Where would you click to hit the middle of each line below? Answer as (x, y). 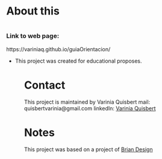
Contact (45, 85)
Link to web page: (33, 36)
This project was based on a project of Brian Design (88, 149)
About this (33, 11)
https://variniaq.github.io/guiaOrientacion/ (58, 49)
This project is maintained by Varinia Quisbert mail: (87, 102)
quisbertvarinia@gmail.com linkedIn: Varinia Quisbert (90, 108)
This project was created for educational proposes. (79, 61)
